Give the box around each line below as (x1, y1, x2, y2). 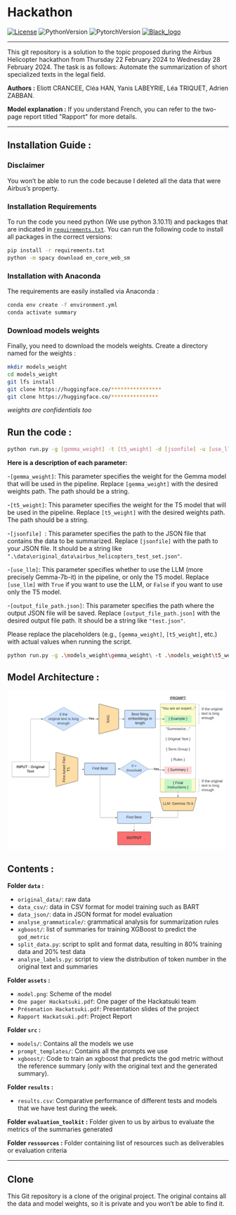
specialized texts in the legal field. (7, 70, 105, 78)
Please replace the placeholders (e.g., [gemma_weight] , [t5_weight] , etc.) (7, 630, 218, 639)
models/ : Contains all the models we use (17, 1039, 134, 1048)
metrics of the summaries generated (7, 1125, 113, 1133)
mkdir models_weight (7, 364, 68, 371)
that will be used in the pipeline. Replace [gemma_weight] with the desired (7, 480, 218, 488)
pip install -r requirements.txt (7, 247, 105, 254)
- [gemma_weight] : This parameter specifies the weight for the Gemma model (7, 472, 227, 481)
